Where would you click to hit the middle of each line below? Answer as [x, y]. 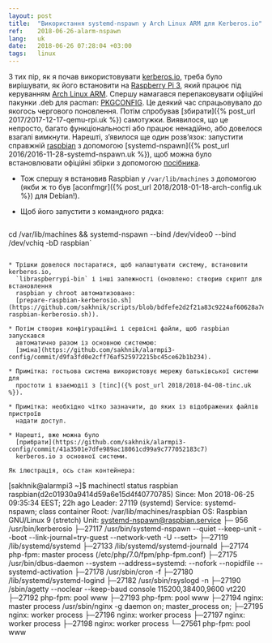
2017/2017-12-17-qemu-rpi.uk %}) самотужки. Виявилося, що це [119, 120]
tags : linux [32, 54]
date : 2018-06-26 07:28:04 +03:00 [70, 46]
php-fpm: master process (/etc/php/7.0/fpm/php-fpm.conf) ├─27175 [123, 555]
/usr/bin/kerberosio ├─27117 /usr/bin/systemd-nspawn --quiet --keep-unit [132, 529]
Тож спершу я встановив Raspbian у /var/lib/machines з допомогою [138, 178]
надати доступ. [41, 421]
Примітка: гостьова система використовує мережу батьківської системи [137, 371]
